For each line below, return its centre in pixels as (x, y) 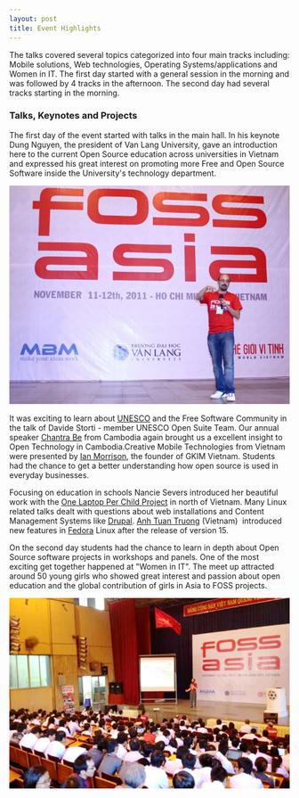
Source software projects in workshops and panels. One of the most (134, 557)
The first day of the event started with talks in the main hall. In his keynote (145, 135)
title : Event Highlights (55, 28)
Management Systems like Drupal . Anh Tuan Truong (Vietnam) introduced (145, 521)
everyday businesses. (49, 475)
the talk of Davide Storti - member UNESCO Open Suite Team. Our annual (144, 428)
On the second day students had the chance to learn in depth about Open (144, 547)
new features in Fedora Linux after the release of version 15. (119, 531)
